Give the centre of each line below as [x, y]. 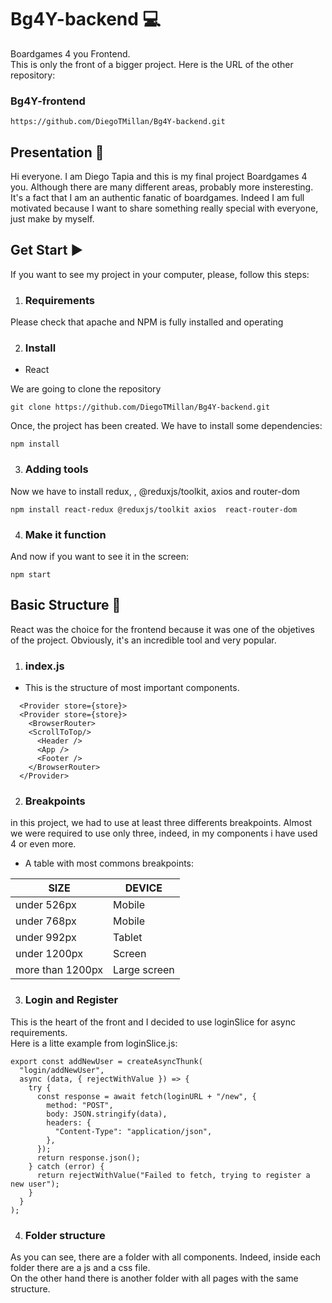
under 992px [46, 938]
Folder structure [65, 1235]
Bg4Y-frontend [48, 101]
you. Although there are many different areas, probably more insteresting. [162, 187]
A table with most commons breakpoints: [109, 863]
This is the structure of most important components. [132, 688]
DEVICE [143, 888]
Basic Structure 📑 [66, 605]
